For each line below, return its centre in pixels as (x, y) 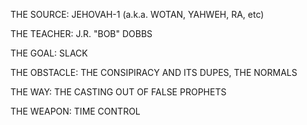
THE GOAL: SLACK (49, 53)
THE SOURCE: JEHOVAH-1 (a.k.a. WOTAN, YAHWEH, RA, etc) (137, 14)
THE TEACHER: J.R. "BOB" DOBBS (81, 33)
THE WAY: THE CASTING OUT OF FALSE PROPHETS (118, 92)
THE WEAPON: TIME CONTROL (75, 111)
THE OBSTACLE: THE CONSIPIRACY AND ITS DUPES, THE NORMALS (154, 72)
